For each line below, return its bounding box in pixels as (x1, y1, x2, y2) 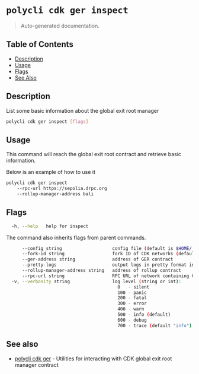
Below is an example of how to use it (6, 169, 96, 176)
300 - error (117, 300, 147, 307)
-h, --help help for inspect (11, 223, 89, 229)
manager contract (14, 361, 59, 368)
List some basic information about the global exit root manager (6, 107, 159, 114)
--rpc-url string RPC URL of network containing (21, 272, 190, 279)
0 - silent (117, 284, 150, 290)
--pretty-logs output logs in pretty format (21, 262, 187, 268)
